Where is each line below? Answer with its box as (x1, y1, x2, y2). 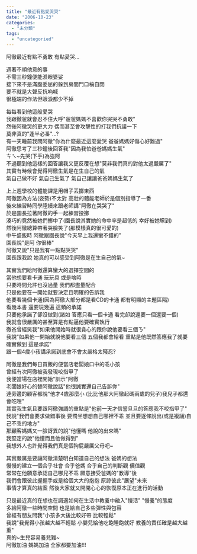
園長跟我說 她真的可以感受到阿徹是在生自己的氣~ (6, 254, 125, 261)
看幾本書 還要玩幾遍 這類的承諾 (6, 303, 82, 310)
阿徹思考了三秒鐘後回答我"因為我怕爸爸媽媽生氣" (6, 145, 125, 152)
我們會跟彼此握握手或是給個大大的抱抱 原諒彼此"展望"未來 (6, 477, 147, 483)
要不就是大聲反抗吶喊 (6, 88, 58, 95)
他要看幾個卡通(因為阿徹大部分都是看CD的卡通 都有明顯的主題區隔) (6, 296, 170, 303)
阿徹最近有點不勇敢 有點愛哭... (6, 53, 80, 60)
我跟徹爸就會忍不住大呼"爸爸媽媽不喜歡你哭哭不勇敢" (6, 116, 136, 122)
